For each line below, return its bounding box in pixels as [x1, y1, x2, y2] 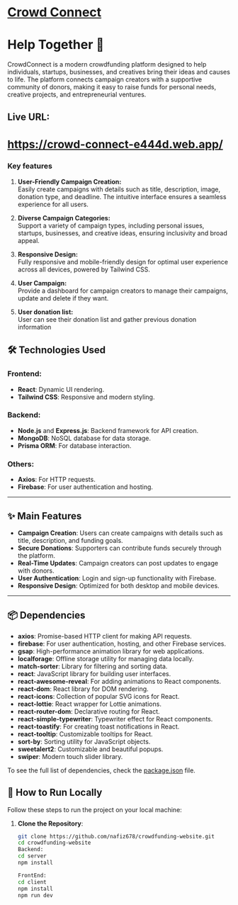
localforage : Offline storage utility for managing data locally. [17, 654, 194, 663]
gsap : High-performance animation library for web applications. [17, 646, 204, 656]
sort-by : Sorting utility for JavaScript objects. [17, 737, 151, 746]
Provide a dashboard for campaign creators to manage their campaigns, [17, 286, 229, 295]
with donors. [17, 566, 55, 575]
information [17, 322, 52, 331]
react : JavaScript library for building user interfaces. [17, 669, 171, 678]
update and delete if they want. [17, 293, 109, 302]
